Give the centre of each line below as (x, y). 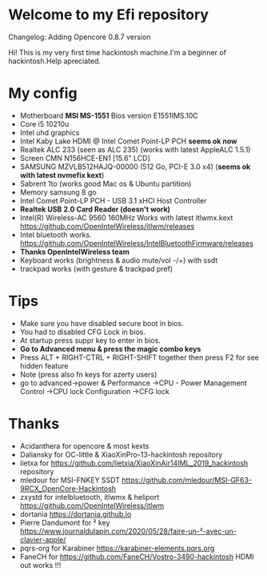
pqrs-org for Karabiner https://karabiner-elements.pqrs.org (117, 548)
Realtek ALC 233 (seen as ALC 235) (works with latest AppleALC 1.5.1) (135, 149)
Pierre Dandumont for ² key (65, 522)
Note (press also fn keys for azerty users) (88, 374)
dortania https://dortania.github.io (76, 514)
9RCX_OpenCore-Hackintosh (68, 488)
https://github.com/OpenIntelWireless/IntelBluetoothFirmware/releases (137, 243)
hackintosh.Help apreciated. (55, 61)
